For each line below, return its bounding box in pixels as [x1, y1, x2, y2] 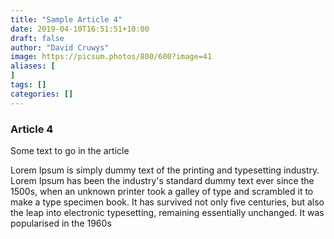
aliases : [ [10, 61, 56, 71]
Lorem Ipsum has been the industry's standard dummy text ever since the [10, 174, 315, 186]
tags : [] [10, 80, 47, 90]
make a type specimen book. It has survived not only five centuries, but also [10, 196, 325, 208]
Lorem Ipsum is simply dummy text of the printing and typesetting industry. [10, 164, 320, 176]
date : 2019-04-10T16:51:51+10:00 [10, 24, 150, 34]
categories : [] [10, 89, 74, 99]
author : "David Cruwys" [10, 42, 110, 53]
